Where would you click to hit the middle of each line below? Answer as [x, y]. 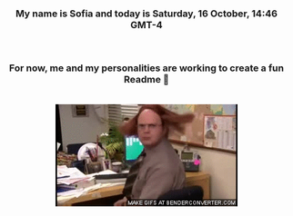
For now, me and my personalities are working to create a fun [146, 68]
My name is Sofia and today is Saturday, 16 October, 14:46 [146, 14]
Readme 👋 [146, 80]
